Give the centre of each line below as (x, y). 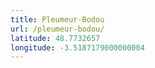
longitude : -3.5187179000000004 (77, 47)
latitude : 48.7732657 (55, 38)
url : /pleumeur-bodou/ (57, 29)
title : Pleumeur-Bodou (57, 19)
